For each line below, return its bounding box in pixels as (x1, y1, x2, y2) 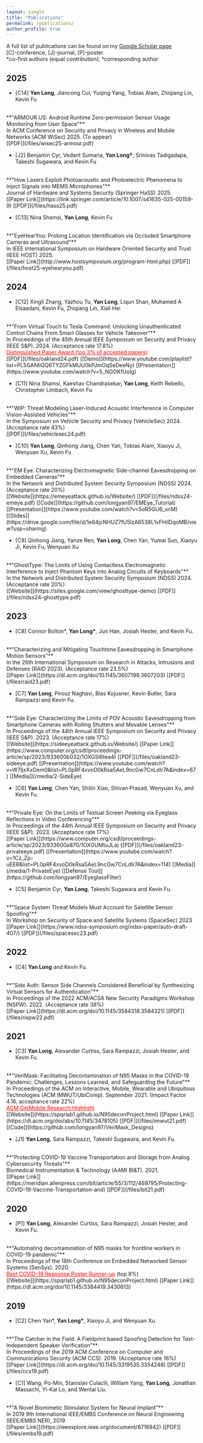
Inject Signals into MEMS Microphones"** (6, 183, 111, 190)
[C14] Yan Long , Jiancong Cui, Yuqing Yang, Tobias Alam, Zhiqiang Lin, (15, 89, 194, 97)
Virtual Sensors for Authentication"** (6, 988, 99, 995)
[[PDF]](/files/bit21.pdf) (107, 1186, 165, 1193)
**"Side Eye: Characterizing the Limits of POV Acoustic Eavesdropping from (6, 714, 196, 721)
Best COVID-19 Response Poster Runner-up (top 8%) (6, 1270, 139, 1278)
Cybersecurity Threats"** (6, 1160, 71, 1168)
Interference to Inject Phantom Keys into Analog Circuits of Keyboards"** (6, 568, 189, 575)
